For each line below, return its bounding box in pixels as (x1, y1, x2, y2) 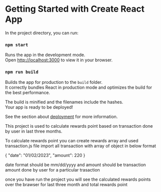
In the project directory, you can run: (5, 30, 79, 36)
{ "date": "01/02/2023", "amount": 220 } (5, 152, 85, 158)
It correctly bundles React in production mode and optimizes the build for (5, 84, 152, 90)
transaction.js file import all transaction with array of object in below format (5, 143, 156, 149)
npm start (5, 42, 28, 47)
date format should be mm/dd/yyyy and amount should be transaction (5, 162, 146, 168)
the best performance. (5, 89, 50, 96)
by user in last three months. (5, 128, 62, 134)
